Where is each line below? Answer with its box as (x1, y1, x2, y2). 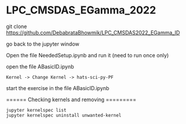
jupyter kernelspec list (6, 107, 67, 113)
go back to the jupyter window (6, 40, 80, 47)
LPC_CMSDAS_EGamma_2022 (6, 4, 156, 17)
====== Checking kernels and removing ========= (6, 96, 136, 103)
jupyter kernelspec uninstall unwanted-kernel (6, 112, 122, 118)
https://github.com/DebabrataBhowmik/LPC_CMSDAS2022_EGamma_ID (6, 29, 180, 36)
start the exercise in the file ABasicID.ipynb (6, 84, 109, 91)
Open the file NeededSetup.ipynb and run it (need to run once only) (6, 51, 169, 58)
